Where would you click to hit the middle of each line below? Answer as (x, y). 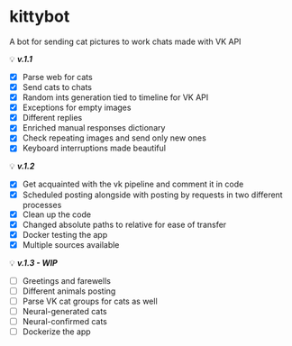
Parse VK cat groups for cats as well (90, 301)
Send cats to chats (57, 87)
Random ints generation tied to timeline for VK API (115, 97)
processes (42, 205)
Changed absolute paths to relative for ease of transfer (124, 224)
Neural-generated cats (64, 311)
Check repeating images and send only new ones (114, 138)
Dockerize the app (57, 332)
